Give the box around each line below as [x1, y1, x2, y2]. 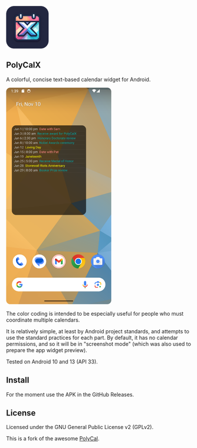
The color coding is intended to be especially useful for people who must [6, 310, 184, 317]
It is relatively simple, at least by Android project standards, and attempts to [6, 327, 190, 335]
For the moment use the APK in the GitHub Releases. [6, 391, 134, 398]
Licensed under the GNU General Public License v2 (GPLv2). [6, 424, 154, 431]
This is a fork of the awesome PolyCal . [6, 435, 100, 442]
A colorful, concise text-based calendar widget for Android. [6, 76, 151, 83]
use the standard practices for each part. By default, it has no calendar [6, 334, 178, 341]
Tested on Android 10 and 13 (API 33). [6, 358, 98, 365]
